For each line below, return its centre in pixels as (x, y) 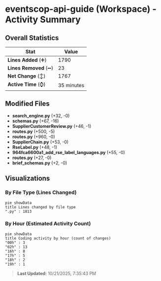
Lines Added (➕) (27, 60)
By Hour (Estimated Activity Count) (48, 224)
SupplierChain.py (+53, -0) (40, 142)
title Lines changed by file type (41, 207)
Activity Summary (43, 20)
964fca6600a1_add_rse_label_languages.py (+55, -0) (69, 152)
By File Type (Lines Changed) (41, 193)
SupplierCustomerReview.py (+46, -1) (52, 126)
